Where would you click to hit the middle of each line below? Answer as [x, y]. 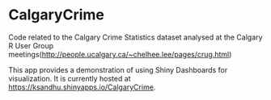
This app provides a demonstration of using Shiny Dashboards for [118, 69]
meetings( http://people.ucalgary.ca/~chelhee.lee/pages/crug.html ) [120, 54]
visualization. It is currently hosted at [70, 78]
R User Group [31, 45]
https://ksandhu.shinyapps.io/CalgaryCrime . [82, 87]
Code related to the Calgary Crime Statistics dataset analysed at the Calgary [135, 37]
